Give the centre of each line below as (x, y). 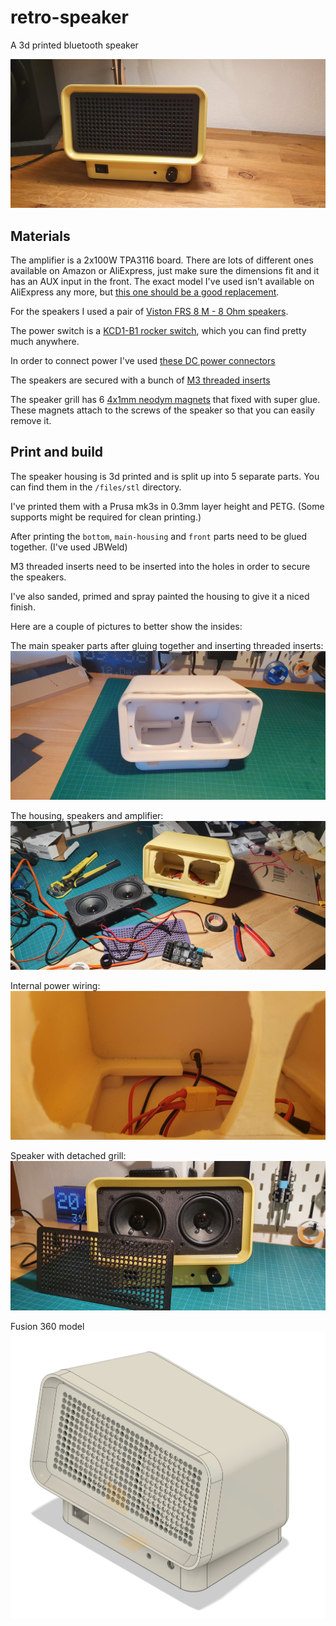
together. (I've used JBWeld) (69, 547)
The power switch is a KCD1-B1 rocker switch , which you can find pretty (158, 330)
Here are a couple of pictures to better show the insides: (126, 626)
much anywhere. (45, 341)
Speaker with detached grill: (68, 1156)
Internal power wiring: (55, 986)
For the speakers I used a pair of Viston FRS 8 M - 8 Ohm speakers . (149, 311)
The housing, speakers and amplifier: (87, 815)
